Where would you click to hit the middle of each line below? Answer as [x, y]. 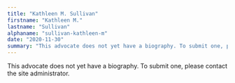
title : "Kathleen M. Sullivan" [53, 14]
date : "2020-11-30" [36, 40]
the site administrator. [38, 73]
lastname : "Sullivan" [39, 27]
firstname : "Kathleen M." [45, 20]
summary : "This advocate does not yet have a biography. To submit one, [115, 46]
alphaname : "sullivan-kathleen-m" [58, 33]
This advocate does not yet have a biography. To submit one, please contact [117, 66]
